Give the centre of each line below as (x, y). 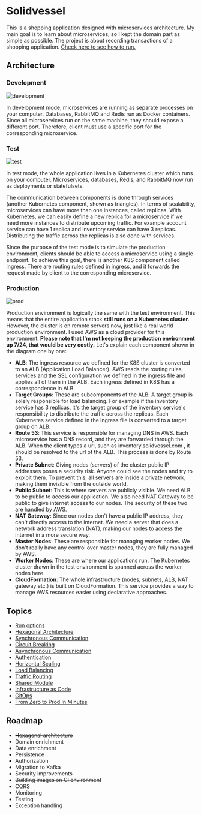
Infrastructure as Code (43, 689)
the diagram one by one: (37, 351)
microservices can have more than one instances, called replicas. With (94, 210)
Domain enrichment (39, 741)
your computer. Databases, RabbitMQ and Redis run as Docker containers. (98, 114)
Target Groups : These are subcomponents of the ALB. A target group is (104, 395)
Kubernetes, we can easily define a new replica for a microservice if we (94, 216)
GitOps (23, 696)
